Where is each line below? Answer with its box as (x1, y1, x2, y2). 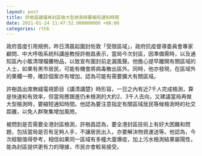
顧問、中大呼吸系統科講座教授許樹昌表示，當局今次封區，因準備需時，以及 (6, 50, 191, 58)
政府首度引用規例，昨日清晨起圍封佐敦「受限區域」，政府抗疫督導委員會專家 (6, 43, 194, 50)
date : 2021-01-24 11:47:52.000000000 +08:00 (6, 20, 120, 26)
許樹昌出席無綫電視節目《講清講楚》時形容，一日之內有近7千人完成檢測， (6, 85, 188, 93)
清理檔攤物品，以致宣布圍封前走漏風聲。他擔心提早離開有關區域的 (32, 58, 196, 65)
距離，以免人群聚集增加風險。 (6, 108, 80, 115)
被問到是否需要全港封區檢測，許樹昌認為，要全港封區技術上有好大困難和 (6, 121, 185, 128)
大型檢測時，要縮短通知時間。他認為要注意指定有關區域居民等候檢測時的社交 (6, 100, 196, 108)
